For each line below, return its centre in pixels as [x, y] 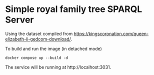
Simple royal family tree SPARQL [74, 9]
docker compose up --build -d [37, 58]
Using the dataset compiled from [39, 33]
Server [19, 20]
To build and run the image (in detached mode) [54, 48]
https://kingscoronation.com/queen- [111, 33]
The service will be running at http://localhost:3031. [58, 67]
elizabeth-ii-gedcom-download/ [38, 39]
